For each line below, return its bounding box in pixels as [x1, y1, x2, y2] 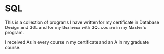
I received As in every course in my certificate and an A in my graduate [5, 39, 149, 45]
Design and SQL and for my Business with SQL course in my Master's [5, 24, 146, 30]
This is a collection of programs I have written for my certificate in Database [5, 19, 159, 25]
